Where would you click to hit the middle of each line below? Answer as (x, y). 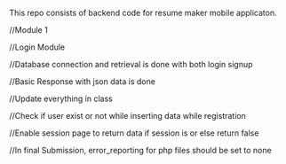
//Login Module (37, 47)
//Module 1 (29, 30)
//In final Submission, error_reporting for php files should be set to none (141, 150)
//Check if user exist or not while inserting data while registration (127, 116)
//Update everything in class (61, 98)
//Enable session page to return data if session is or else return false (134, 133)
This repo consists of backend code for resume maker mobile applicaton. (143, 13)
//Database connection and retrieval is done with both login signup (131, 64)
